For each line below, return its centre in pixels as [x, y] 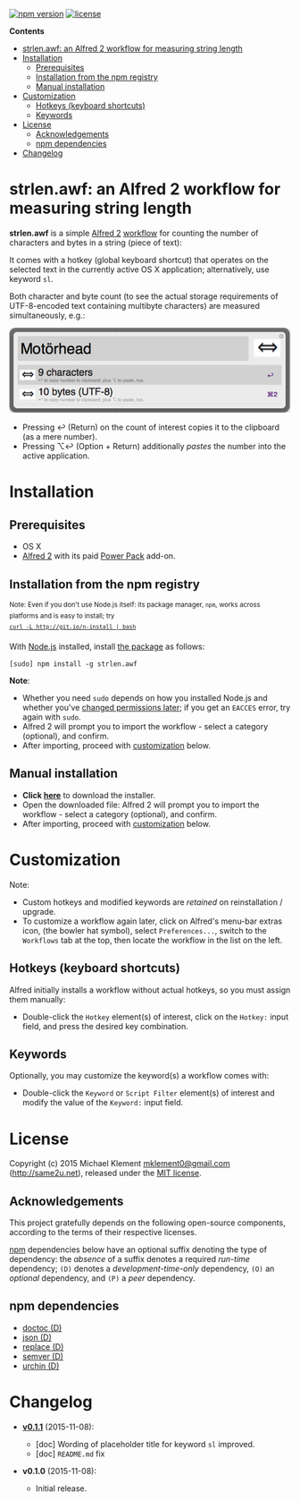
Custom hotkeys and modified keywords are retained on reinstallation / [152, 902]
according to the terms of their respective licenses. [103, 1232]
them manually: [37, 999]
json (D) [37, 1337]
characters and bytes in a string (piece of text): [96, 243]
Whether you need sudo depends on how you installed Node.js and [145, 697]
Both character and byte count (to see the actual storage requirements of [144, 296]
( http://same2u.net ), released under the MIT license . [106, 1173]
